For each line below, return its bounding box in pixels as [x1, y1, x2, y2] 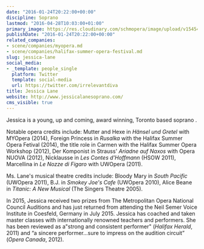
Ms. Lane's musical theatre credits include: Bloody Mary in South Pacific [6, 172, 188, 180]
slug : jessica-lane [6, 54, 56, 60]
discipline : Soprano [6, 15, 59, 21]
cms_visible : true [6, 99, 53, 105]
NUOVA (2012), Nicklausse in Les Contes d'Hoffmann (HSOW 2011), [6, 153, 176, 161]
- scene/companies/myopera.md [6, 43, 83, 49]
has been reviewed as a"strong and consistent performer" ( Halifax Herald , [6, 223, 193, 230]
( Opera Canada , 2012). [6, 236, 64, 243]
